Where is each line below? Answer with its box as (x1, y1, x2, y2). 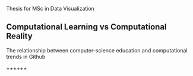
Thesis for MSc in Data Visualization (6, 5, 95, 12)
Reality (6, 31, 33, 41)
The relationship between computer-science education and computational (6, 47, 188, 54)
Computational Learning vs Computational (6, 22, 167, 32)
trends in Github (6, 53, 46, 60)
